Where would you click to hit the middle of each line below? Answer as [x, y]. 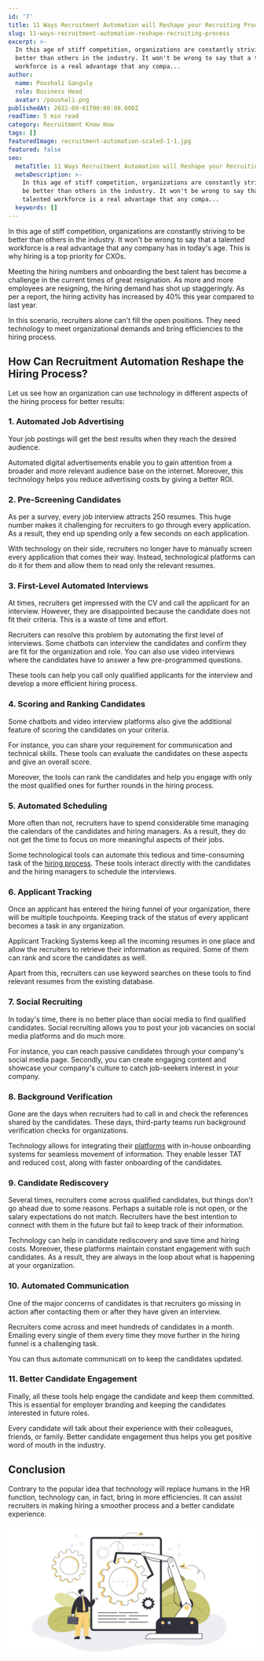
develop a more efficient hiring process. [73, 684]
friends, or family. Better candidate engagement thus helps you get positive [130, 1437]
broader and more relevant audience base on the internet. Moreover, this [126, 471]
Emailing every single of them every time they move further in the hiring [124, 1335]
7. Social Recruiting [46, 1002]
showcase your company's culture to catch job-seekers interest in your [124, 1068]
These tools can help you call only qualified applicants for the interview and [130, 675]
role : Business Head [49, 91]
